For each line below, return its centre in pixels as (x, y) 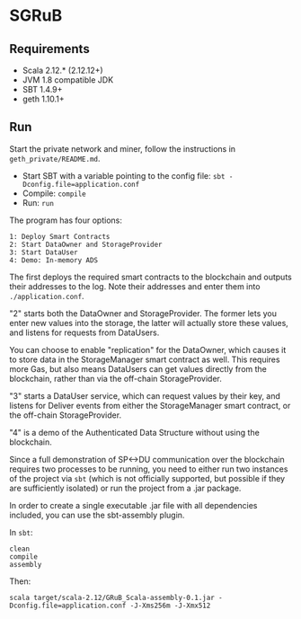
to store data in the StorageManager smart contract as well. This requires (145, 359)
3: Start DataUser (44, 252)
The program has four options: (66, 220)
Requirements (49, 49)
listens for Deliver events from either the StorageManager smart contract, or (150, 405)
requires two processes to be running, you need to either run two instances (149, 469)
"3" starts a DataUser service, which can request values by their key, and (145, 395)
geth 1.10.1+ (43, 99)
